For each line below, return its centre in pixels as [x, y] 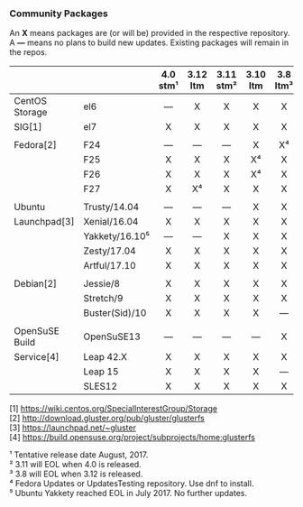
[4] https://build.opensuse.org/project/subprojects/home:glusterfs [132, 438]
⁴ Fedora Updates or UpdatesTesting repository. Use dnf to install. [132, 484]
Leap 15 [101, 372]
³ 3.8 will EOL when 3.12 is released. [76, 474]
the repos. [28, 52]
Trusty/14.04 [111, 207]
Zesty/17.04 [110, 251]
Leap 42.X [106, 357]
